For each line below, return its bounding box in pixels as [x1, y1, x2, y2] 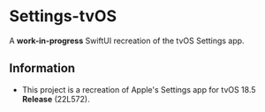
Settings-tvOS [9, 6, 117, 26]
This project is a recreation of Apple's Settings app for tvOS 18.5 [21, 84, 256, 94]
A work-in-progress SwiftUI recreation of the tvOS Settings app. [9, 35, 245, 46]
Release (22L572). [21, 93, 90, 104]
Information [9, 61, 76, 76]
